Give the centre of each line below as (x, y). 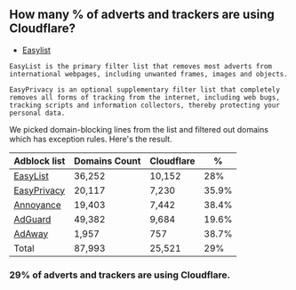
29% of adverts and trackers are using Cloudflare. (120, 275)
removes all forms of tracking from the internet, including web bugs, (144, 97)
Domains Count (108, 161)
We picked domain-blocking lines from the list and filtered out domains (139, 129)
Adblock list (40, 161)
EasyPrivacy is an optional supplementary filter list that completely (144, 89)
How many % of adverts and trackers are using (142, 15)
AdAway (31, 233)
